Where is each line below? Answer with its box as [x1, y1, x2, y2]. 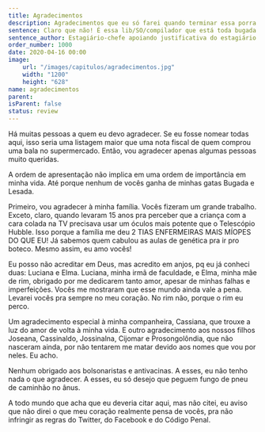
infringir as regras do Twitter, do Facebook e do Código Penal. [8, 415, 211, 424]
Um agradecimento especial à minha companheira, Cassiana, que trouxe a [8, 317, 251, 326]
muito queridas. [8, 155, 59, 163]
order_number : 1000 [8, 41, 73, 49]
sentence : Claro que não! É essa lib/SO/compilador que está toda [8, 26, 232, 34]
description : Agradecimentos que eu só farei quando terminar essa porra [8, 19, 257, 27]
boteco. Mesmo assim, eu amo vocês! [8, 244, 132, 254]
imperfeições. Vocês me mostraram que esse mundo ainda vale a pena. [8, 285, 242, 294]
